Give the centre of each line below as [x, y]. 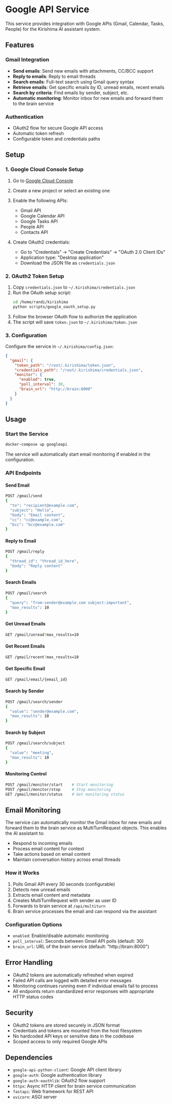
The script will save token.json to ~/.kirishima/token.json [75, 322]
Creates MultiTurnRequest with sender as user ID [64, 900]
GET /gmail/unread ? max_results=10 [42, 635]
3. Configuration [26, 335]
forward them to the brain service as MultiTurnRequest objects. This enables [86, 828]
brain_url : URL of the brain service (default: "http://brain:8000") [81, 947]
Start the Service [27, 434]
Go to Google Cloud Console [43, 181]
